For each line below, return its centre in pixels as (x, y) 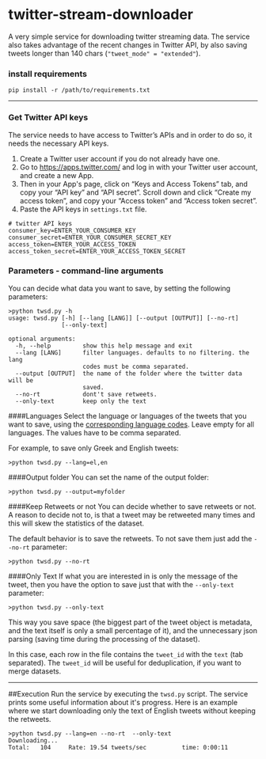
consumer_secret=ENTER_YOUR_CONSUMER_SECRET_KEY (90, 237)
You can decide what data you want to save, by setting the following (120, 288)
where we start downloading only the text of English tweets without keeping (132, 711)
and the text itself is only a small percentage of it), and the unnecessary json (133, 630)
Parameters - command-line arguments (86, 271)
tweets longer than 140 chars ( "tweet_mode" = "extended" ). (104, 53)
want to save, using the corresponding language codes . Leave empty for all (131, 424)
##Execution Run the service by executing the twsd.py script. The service (128, 693)
